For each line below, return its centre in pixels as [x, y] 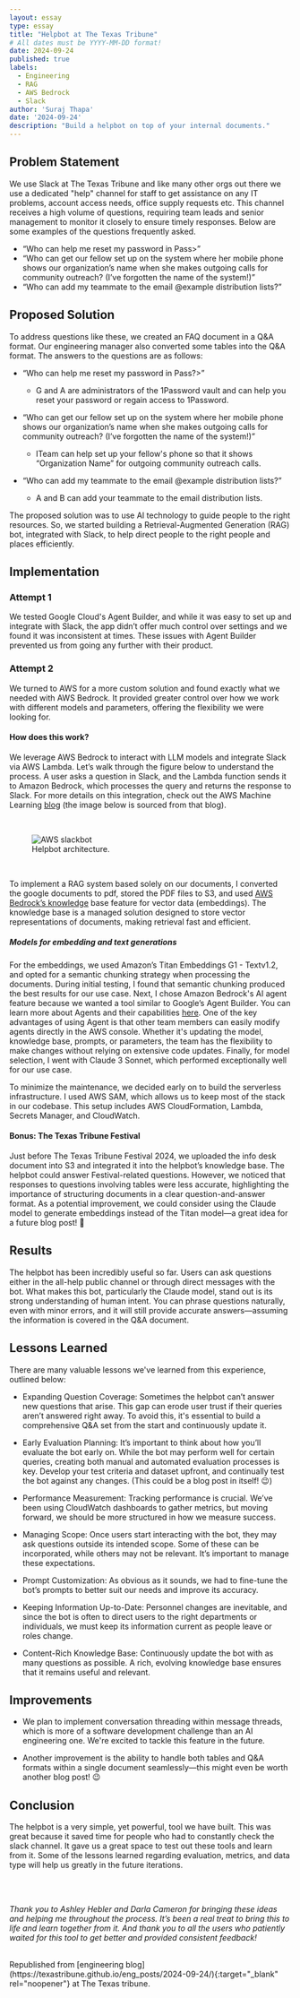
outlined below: [38, 1379]
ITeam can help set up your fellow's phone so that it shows [144, 453]
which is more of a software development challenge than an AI [137, 1731]
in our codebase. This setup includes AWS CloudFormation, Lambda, [136, 1106]
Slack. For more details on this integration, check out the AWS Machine [140, 795]
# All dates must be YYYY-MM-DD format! [86, 43]
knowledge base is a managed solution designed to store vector [128, 912]
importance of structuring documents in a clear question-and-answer [137, 1193]
